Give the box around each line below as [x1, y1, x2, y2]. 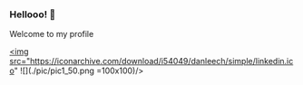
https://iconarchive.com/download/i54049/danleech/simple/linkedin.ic [30, 56, 294, 67]
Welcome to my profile [9, 29, 94, 40]
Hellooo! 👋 [9, 8, 56, 21]
